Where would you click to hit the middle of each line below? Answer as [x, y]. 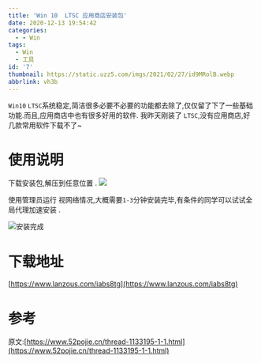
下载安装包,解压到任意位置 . [53, 183]
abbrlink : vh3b [33, 81]
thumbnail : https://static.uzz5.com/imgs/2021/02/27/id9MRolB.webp [121, 74]
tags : [17, 45]
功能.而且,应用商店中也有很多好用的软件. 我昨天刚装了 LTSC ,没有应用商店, [126, 115]
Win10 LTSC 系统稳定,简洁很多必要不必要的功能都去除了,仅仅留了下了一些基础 [131, 105]
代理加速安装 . [37, 210]
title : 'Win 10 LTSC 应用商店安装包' [68, 15]
